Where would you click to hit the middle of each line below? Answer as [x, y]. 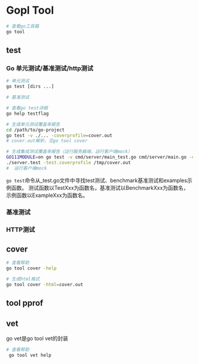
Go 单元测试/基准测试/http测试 [50, 68]
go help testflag [28, 114]
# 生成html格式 [23, 279]
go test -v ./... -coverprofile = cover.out [59, 135]
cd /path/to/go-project [36, 130]
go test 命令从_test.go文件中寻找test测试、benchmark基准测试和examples [97, 180]
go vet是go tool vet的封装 [37, 338]
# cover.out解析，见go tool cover [47, 141]
